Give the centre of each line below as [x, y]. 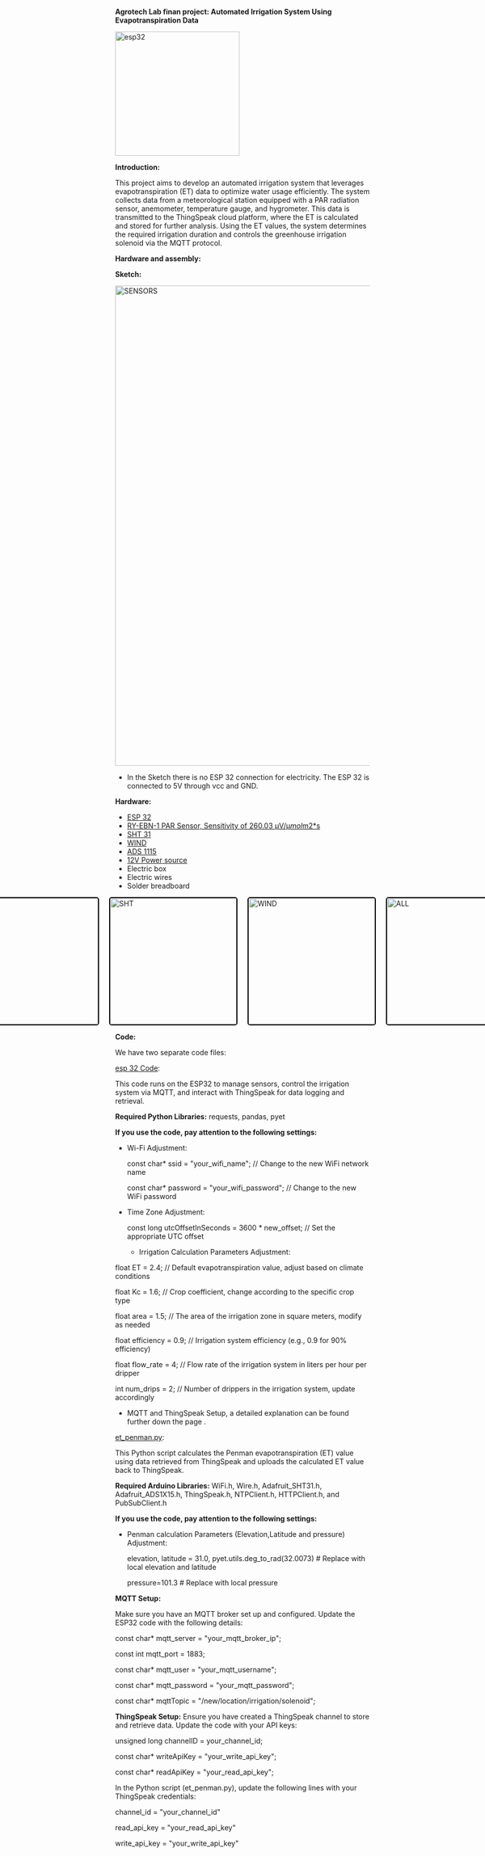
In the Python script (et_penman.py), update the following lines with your [236, 1788]
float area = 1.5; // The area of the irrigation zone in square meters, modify [238, 1316]
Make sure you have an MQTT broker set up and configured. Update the [235, 1614]
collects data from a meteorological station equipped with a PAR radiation [237, 200]
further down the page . [166, 1422]
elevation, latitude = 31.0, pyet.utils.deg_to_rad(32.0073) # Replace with [246, 1558]
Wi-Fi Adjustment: [157, 1148]
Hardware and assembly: [158, 259]
